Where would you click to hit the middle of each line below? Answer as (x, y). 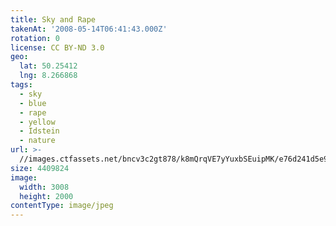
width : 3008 (44, 187)
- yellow (37, 122)
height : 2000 (46, 196)
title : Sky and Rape (53, 19)
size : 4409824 (40, 168)
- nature (37, 141)
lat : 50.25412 (48, 66)
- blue (33, 103)
